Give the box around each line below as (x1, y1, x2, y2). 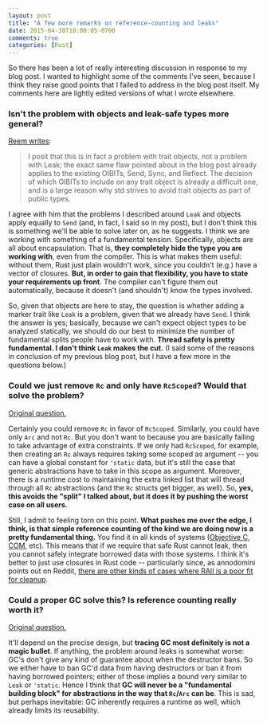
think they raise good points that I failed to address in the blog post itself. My (8, 80, 260, 90)
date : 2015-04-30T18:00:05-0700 (8, 26, 116, 34)
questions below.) (8, 360, 67, 370)
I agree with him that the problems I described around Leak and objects (8, 209, 241, 219)
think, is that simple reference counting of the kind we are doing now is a (8, 523, 253, 533)
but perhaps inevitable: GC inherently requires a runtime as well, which (8, 698, 241, 707)
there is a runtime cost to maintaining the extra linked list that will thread (8, 475, 245, 484)
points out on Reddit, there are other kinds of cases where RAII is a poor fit (8, 566, 253, 576)
